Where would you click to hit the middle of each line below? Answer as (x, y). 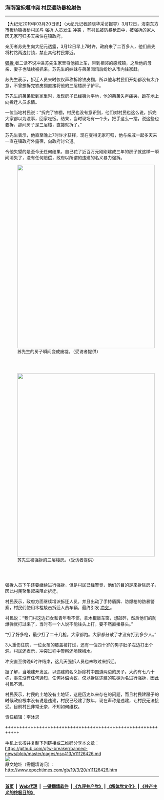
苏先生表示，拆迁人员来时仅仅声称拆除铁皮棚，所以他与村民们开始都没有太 (80, 80)
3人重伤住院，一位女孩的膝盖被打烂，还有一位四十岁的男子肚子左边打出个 (79, 645)
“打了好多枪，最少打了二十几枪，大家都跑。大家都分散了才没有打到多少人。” (81, 635)
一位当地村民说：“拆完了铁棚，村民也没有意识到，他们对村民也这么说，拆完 (81, 112)
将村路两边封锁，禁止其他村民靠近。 (41, 53)
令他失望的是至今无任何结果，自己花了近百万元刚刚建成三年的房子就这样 (78, 152)
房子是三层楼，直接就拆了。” (54, 125)
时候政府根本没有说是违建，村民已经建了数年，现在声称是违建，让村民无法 (80, 701)
